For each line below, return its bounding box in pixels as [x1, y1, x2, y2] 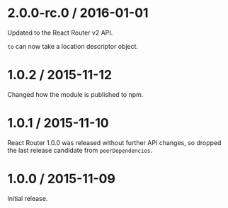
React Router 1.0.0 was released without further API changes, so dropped [7, 138, 222, 146]
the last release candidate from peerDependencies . [7, 146, 152, 154]
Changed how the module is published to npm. [7, 90, 144, 98]
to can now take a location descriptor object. [7, 42, 139, 50]
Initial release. [7, 194, 48, 202]
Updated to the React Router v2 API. [7, 28, 113, 37]
